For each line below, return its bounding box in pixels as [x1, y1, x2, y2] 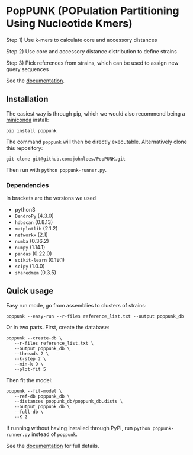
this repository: [6, 144, 43, 152]
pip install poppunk [6, 127, 57, 134]
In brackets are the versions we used [6, 194, 96, 202]
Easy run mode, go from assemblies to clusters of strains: [6, 302, 147, 309]
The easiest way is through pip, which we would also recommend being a [6, 110, 185, 117]
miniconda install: [6, 116, 49, 123]
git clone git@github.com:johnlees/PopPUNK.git [6, 156, 126, 162]
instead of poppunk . [31, 431, 78, 438]
